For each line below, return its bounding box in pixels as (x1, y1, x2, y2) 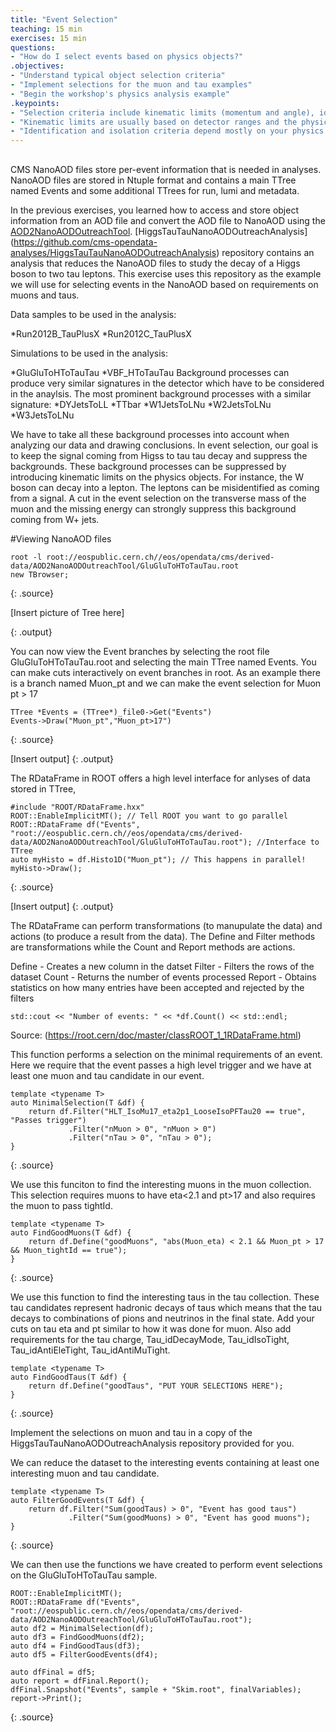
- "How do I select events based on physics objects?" (10, 52, 244, 62)
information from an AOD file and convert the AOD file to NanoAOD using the (10, 214, 326, 226)
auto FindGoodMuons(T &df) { (10, 1227, 132, 1238)
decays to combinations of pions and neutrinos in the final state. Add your (10, 1312, 315, 1324)
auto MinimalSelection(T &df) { (10, 1097, 145, 1108)
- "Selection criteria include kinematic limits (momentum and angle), (10, 107, 315, 118)
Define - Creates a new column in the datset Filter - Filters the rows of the (10, 960, 315, 972)
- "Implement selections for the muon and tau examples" (10, 80, 253, 90)
